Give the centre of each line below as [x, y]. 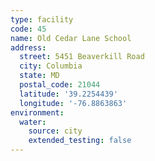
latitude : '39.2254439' [68, 94]
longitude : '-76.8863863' [73, 103]
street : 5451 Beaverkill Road [82, 57]
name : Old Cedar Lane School [71, 38]
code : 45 [28, 29]
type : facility [42, 19]
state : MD [39, 76]
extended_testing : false [80, 141]
